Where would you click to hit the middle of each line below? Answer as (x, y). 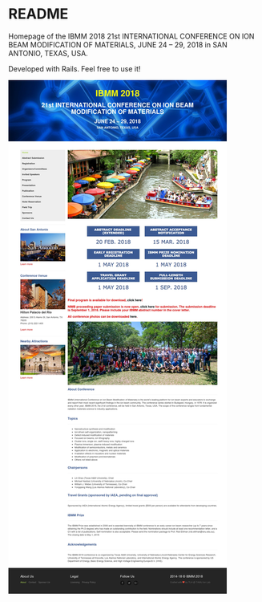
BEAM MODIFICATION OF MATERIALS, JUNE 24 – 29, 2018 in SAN (118, 44)
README (38, 14)
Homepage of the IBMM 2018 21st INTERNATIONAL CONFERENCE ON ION (131, 36)
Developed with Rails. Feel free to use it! (75, 68)
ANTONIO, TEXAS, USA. (48, 53)
